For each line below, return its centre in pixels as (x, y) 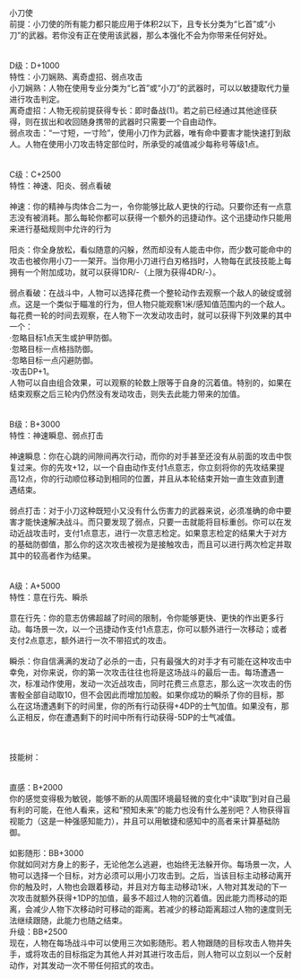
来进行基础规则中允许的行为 (60, 229)
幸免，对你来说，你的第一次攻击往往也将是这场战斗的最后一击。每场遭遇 (142, 672)
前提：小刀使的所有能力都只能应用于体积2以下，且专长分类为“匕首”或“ (139, 24)
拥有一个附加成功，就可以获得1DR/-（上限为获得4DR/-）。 (115, 272)
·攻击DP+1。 (32, 371)
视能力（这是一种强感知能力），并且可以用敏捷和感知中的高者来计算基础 (141, 821)
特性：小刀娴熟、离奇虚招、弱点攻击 (76, 77)
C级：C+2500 (35, 174)
